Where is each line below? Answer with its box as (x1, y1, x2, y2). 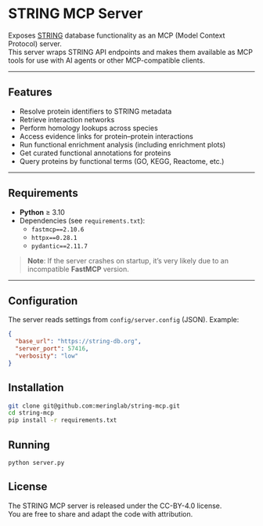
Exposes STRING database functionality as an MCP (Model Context (8, 31, 225, 40)
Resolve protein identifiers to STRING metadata (19, 107, 172, 116)
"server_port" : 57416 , (15, 345, 89, 353)
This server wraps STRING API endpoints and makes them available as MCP (8, 47, 253, 56)
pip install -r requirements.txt (8, 416, 117, 424)
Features (8, 85, 52, 99)
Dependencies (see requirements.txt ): (19, 216, 146, 225)
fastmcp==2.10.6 (31, 225, 85, 234)
